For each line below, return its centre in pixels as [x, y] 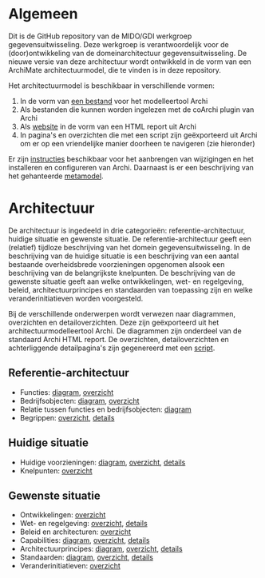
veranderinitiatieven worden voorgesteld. [76, 298]
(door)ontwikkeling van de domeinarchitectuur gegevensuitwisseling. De [128, 53]
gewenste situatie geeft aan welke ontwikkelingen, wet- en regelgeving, [126, 281]
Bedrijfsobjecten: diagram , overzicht [79, 401]
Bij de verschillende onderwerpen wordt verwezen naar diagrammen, [122, 313]
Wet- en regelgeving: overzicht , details [83, 524]
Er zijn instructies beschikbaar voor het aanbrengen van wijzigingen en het [131, 159]
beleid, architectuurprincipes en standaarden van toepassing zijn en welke [131, 289]
